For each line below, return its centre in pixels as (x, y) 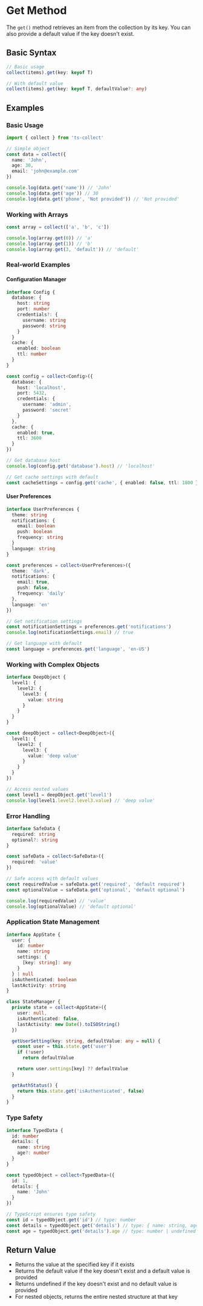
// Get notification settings (44, 621)
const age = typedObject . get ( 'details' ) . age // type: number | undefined (101, 1231)
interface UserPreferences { (43, 509)
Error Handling (28, 816)
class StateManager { (34, 1002)
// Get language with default (44, 644)
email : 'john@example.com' (46, 171)
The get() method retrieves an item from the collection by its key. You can (98, 27)
